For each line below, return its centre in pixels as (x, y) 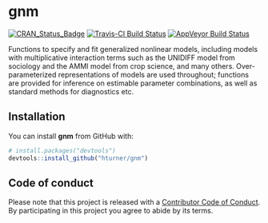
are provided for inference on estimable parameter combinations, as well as (133, 83)
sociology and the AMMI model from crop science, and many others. (121, 66)
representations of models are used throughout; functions (154, 74)
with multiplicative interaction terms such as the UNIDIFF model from (122, 58)
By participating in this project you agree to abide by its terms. (111, 211)
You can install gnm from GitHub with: (71, 136)
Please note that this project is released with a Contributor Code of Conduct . (134, 202)
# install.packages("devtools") (62, 150)
